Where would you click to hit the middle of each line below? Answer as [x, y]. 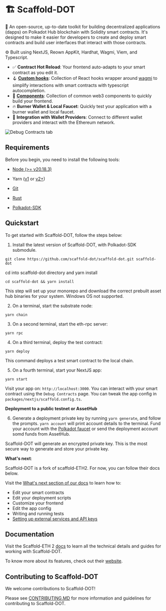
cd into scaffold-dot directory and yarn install [51, 273]
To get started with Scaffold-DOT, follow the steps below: [64, 235]
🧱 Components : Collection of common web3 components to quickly [82, 96]
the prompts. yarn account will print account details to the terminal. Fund [86, 423]
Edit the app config [32, 508]
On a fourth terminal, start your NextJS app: [57, 370]
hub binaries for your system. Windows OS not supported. [64, 296]
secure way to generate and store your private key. [57, 448]
